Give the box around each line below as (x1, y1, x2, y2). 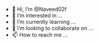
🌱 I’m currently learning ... (11, 18, 76, 25)
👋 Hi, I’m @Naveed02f (11, 6, 67, 12)
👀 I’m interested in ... (11, 12, 63, 19)
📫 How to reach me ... (11, 32, 68, 38)
